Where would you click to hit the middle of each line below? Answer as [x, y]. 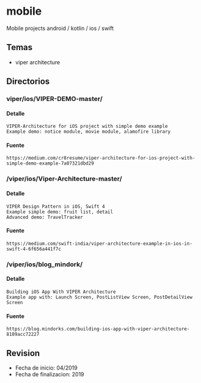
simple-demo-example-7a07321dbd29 [50, 163]
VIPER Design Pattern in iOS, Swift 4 [56, 206]
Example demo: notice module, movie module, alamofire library [89, 132]
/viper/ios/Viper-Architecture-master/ [64, 179]
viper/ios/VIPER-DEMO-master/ [54, 99]
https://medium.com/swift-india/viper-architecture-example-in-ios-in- [99, 244]
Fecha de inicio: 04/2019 [46, 368]
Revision [23, 353]
